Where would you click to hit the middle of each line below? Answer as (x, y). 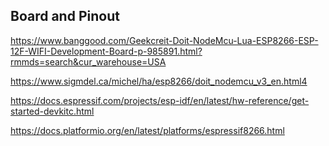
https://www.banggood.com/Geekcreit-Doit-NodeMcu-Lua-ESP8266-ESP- (164, 40)
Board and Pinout (65, 16)
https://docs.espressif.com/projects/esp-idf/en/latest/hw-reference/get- (160, 100)
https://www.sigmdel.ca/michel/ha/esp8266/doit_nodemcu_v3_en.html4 (159, 81)
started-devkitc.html (52, 111)
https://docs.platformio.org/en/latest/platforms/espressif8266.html (147, 130)
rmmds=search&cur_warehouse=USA (88, 61)
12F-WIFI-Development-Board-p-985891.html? (106, 51)
